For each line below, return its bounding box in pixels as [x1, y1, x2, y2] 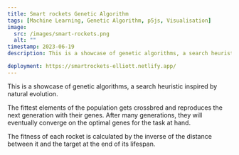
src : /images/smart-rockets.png [14, 30, 110, 38]
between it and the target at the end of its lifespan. [7, 139, 156, 148]
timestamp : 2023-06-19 [7, 43, 75, 50]
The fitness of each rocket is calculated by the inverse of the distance [7, 132, 212, 140]
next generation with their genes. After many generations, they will [7, 110, 203, 119]
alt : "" [14, 37, 37, 44]
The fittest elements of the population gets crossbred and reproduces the [7, 103, 223, 112]
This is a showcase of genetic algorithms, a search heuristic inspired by [7, 82, 218, 91]
